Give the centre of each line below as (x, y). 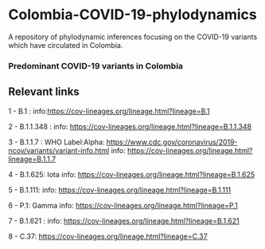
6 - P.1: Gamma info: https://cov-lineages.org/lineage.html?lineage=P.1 (123, 205)
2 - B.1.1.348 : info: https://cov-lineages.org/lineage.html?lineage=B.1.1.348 (130, 126)
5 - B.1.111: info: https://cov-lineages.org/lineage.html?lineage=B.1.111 (120, 190)
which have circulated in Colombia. (66, 45)
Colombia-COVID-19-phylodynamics (132, 15)
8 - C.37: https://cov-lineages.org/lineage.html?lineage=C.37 (108, 236)
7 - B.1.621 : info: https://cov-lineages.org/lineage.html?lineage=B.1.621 (124, 220)
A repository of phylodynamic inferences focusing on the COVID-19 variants (133, 37)
